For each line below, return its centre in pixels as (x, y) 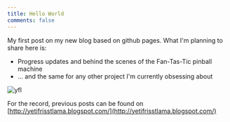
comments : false (31, 20)
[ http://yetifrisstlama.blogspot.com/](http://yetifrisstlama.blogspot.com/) (112, 111)
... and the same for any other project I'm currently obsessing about (115, 76)
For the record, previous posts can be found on (75, 103)
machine (30, 69)
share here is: (27, 48)
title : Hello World (36, 14)
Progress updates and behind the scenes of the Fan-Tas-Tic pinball (115, 61)
